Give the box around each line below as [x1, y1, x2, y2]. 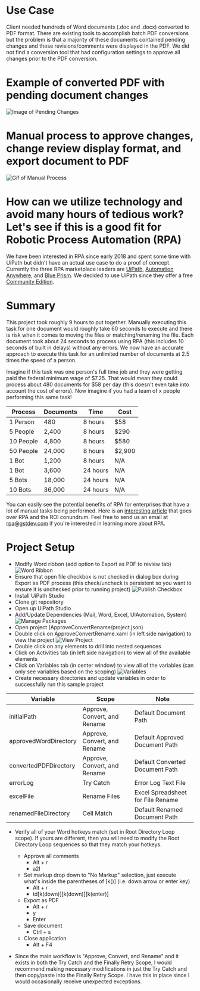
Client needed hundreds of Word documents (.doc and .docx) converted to [6, 23, 190, 30]
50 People [9, 446, 39, 455]
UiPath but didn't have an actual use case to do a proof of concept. [6, 259, 171, 266]
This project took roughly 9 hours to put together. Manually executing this [6, 318, 186, 325]
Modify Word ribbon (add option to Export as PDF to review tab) [14, 560, 171, 567]
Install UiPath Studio [14, 592, 65, 599]
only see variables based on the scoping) [14, 668, 117, 675]
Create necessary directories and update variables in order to [14, 674, 166, 681]
